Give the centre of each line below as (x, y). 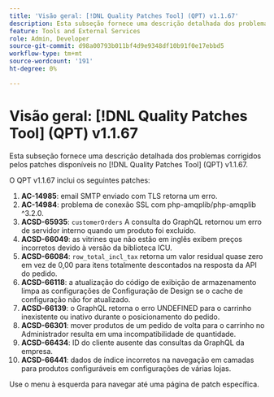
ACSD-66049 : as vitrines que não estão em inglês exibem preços (132, 239)
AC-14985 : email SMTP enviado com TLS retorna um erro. (119, 196)
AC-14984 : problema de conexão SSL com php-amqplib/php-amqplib (139, 205)
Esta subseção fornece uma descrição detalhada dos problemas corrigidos (135, 156)
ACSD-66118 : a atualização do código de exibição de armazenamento (139, 282)
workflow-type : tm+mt (46, 54)
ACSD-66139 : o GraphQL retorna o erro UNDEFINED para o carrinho (136, 308)
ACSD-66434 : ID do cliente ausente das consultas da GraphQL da (133, 343)
